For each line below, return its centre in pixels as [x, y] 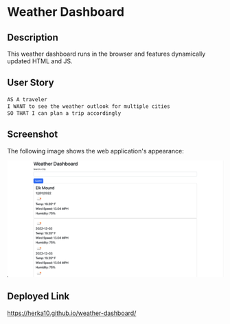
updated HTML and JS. [40, 61]
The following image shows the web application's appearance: [95, 151]
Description [33, 37]
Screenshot [33, 134]
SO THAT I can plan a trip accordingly [64, 113]
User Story [31, 83]
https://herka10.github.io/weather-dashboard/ [72, 313]
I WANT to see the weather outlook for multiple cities [89, 106]
